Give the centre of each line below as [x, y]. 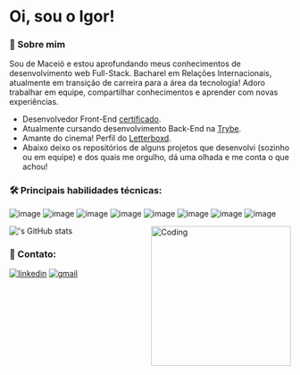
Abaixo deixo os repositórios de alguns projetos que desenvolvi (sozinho [156, 148]
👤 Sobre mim [37, 45]
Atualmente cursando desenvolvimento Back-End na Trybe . [132, 129]
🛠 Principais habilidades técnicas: [86, 191]
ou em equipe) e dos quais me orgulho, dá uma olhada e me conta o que [156, 158]
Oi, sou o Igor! [62, 17]
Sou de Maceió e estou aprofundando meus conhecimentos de [125, 64]
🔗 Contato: [33, 254]
